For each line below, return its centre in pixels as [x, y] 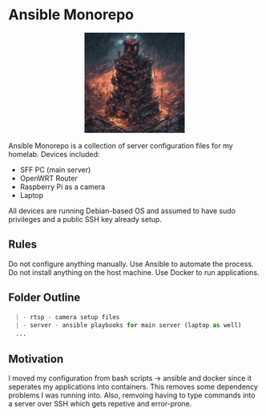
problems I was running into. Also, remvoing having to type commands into [132, 395]
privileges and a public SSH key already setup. [85, 219]
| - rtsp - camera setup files [68, 317]
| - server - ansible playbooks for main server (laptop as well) [129, 325]
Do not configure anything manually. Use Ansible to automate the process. [131, 264]
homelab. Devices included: [54, 154]
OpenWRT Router [48, 178]
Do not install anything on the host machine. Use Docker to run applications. [134, 272]
